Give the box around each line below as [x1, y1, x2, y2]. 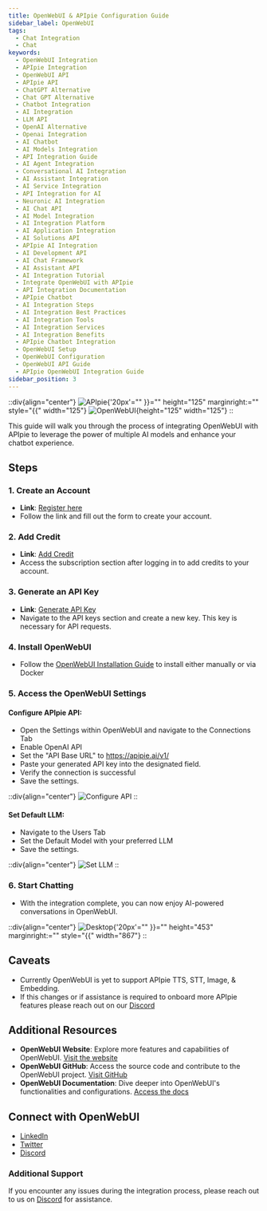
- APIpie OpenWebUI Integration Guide [15, 368, 145, 376]
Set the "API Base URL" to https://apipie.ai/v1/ [19, 751, 170, 760]
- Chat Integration [15, 34, 80, 42]
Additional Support [8, 1168, 84, 1179]
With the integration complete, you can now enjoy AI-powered [19, 898, 225, 908]
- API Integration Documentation [15, 286, 127, 294]
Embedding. [19, 983, 60, 993]
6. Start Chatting [8, 880, 74, 891]
